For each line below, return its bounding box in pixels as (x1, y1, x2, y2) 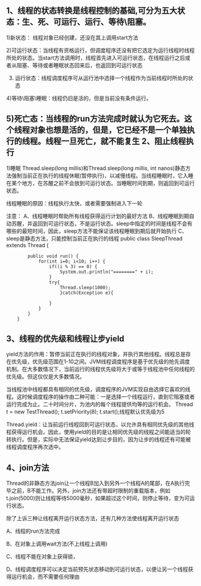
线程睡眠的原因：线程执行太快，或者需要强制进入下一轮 (6, 199, 142, 207)
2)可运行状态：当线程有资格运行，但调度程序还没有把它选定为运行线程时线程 (6, 47, 195, 54)
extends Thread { (6, 241, 49, 248)
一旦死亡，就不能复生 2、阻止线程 (60, 136, 187, 147)
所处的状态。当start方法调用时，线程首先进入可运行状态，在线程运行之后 (6, 54, 185, 61)
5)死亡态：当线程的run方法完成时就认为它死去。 (6, 114, 184, 124)
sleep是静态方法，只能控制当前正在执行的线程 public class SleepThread (6, 235, 182, 242)
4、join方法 (6, 463, 50, 473)
